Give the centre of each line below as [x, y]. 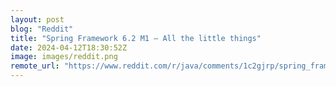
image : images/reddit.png [64, 57]
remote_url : [35, 66]
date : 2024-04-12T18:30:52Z [69, 47]
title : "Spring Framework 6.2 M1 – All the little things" [136, 38]
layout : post [37, 19]
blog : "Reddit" [42, 29]
